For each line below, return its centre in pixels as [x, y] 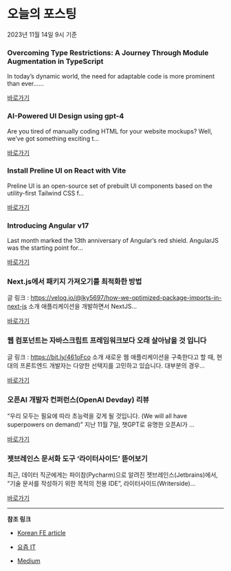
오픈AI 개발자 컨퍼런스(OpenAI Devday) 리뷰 [78, 400]
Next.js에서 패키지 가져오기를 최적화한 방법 [75, 281]
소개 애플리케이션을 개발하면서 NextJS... [83, 306]
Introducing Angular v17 [48, 226]
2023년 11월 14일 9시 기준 [42, 34]
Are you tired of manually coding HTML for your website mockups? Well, [110, 131]
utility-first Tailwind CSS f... [46, 193]
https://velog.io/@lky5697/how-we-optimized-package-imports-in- [126, 298]
